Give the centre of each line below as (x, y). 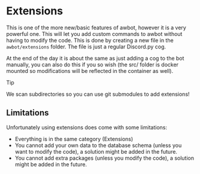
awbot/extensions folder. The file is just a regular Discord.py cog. (86, 47)
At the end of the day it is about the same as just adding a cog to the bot (95, 58)
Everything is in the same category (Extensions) (74, 139)
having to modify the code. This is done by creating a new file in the (90, 40)
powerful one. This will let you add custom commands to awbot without (94, 33)
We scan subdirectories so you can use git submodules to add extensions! (98, 94)
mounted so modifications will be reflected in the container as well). (90, 71)
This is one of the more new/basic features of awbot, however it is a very (96, 28)
